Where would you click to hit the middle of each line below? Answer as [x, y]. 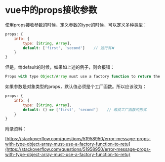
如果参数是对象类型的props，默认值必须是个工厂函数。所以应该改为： [76, 86]
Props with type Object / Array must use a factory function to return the [83, 77]
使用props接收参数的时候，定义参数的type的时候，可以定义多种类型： [76, 25]
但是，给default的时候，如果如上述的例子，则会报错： [60, 67]
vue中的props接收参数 [51, 10]
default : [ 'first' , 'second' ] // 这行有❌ [69, 48]
